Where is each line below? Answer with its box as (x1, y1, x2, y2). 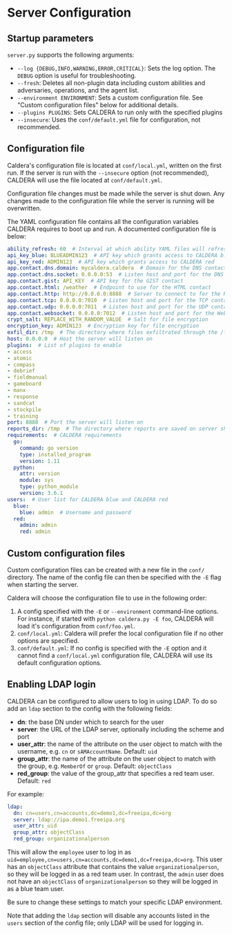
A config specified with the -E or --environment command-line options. (17, 607, 219, 615)
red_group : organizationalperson (13, 835, 110, 843)
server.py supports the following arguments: (7, 50, 135, 59)
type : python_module (19, 483, 79, 490)
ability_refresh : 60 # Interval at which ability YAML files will (7, 245, 206, 252)
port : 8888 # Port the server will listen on (7, 419, 144, 426)
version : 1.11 (19, 458, 60, 465)
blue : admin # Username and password (19, 509, 131, 516)
